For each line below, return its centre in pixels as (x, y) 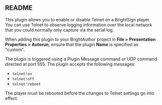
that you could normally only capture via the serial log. (60, 30)
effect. (12, 98)
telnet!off (23, 79)
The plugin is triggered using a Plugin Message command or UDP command (81, 59)
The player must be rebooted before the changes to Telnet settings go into (80, 93)
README (19, 8)
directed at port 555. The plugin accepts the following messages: (70, 64)
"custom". (15, 49)
